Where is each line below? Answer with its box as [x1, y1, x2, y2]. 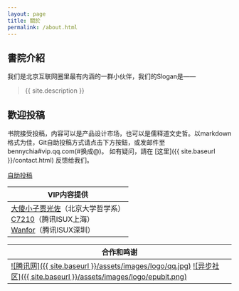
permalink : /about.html [7, 24, 78, 31]
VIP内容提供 [47, 190, 89, 200]
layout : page [7, 10, 46, 18]
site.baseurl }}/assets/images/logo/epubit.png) [31, 272, 187, 282]
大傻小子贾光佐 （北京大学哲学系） [11, 204, 126, 213]
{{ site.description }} [24, 86, 85, 95]
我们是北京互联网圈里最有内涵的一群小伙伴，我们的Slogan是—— [7, 72, 196, 81]
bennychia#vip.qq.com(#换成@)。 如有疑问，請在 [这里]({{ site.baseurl [7, 147, 216, 155]
